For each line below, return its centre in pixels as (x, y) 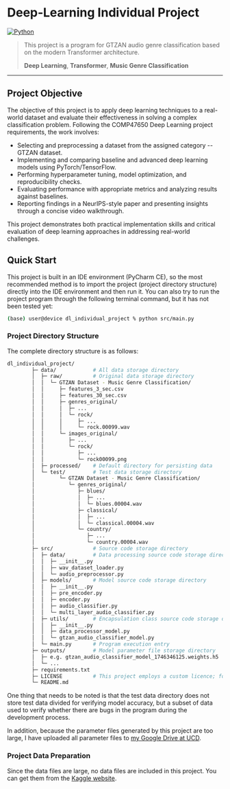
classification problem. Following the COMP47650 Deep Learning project (110, 124)
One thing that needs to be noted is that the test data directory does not (108, 696)
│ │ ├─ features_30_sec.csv (79, 396)
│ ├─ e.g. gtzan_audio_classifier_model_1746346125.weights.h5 (125, 657)
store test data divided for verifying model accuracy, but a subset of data (110, 703)
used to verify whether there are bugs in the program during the (97, 710)
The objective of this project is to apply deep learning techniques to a (105, 110)
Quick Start (32, 260)
